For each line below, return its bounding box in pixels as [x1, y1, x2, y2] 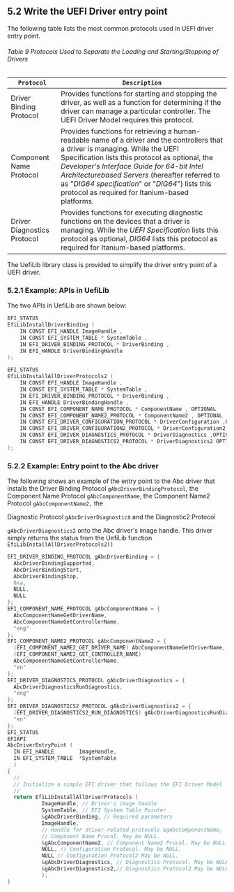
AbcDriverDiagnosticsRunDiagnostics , [13, 683, 123, 691]
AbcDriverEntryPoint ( [7, 742, 73, 749]
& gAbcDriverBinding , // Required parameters [41, 814, 173, 821]
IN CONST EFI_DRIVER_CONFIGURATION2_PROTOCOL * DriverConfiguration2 [19, 425, 226, 432]
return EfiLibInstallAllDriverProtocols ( [13, 793, 139, 801]
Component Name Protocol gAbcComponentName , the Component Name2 [7, 492, 210, 501]
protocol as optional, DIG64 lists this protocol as [60, 234, 218, 244]
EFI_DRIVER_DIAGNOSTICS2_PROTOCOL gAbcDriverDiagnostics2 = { [7, 703, 192, 710]
